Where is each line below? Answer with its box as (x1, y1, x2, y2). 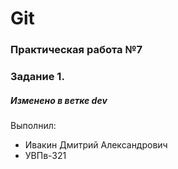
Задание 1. (10, 70, 65, 84)
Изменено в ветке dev (10, 94, 108, 106)
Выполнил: (10, 120, 57, 131)
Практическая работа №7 (10, 43, 143, 57)
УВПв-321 (24, 150, 67, 161)
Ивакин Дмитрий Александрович (24, 139, 168, 151)
